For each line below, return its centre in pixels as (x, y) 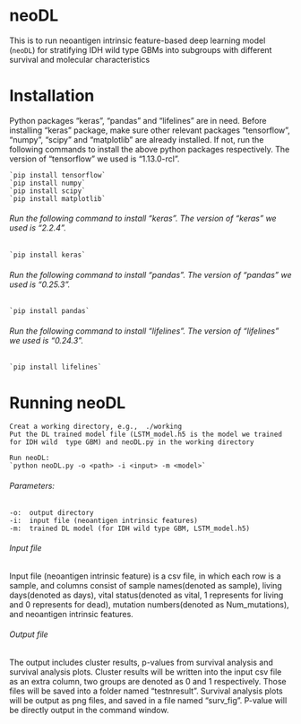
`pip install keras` (48, 255)
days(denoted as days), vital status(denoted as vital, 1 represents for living (146, 595)
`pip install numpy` (48, 183)
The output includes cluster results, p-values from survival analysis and (141, 663)
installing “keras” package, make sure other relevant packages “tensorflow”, (150, 130)
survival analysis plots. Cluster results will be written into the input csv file (146, 672)
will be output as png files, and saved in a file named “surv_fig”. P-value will (148, 701)
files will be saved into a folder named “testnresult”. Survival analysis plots (146, 691)
